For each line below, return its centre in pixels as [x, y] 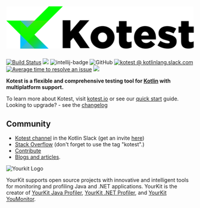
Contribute [28, 150]
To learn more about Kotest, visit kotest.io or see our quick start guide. [93, 99]
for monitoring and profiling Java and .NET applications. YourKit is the [92, 186]
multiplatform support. [35, 87]
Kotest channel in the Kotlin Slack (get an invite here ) [79, 138]
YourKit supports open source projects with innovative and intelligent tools [98, 180]
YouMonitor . [21, 198]
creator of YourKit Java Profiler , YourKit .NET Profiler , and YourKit [86, 193]
